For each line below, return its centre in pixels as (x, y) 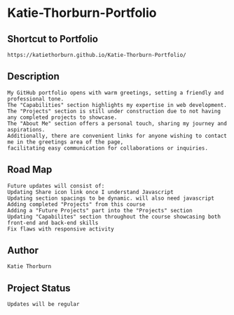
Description (33, 76)
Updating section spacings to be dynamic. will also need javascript (111, 198)
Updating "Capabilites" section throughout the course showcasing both (114, 217)
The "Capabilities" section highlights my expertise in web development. (117, 105)
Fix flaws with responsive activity (61, 229)
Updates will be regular (43, 304)
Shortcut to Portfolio (53, 39)
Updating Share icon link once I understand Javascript (90, 192)
